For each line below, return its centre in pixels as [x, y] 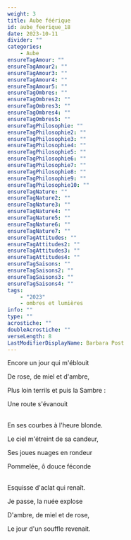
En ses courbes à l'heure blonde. [55, 425]
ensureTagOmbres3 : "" [39, 106]
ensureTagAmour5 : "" [38, 86]
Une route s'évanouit [38, 404]
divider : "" [25, 40]
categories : [25, 47]
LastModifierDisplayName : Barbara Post [66, 343]
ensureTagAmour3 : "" [38, 73]
